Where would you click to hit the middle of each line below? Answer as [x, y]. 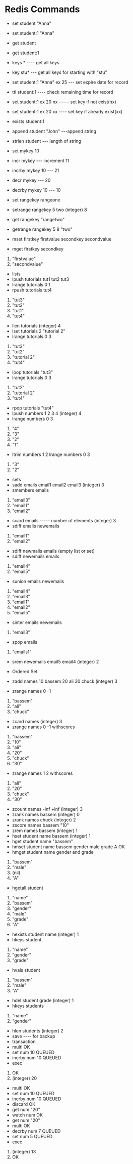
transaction [24, 1042]
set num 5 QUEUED [32, 1136]
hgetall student [27, 888]
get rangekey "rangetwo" [38, 219]
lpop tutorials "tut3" [32, 372]
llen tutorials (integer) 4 [36, 325]
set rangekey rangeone [36, 200]
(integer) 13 [24, 1151]
